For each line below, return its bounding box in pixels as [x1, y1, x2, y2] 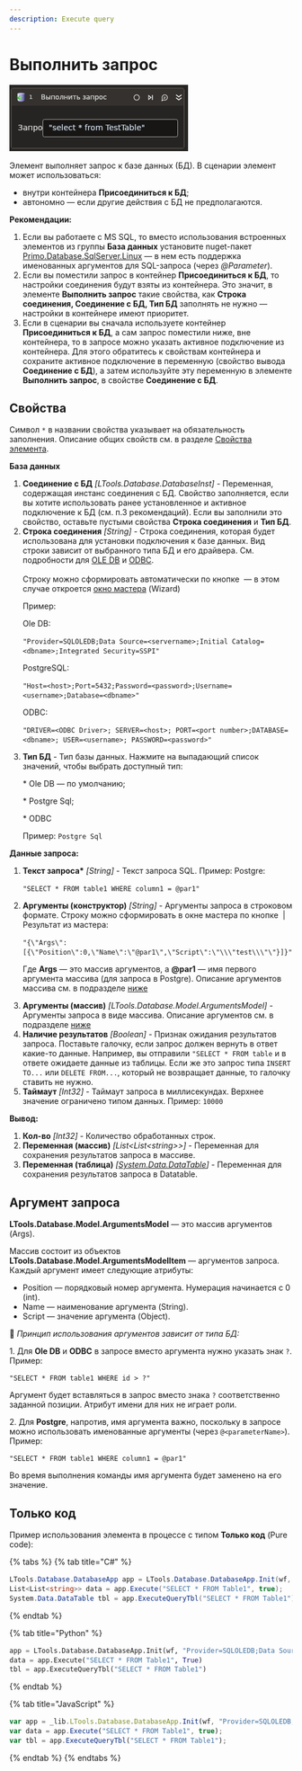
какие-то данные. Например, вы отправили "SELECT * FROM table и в [22, 1048, 287, 1059]
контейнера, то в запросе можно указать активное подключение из [22, 336, 285, 347]
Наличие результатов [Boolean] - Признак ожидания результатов [22, 1029, 277, 1040]
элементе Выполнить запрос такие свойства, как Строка [22, 289, 247, 299]
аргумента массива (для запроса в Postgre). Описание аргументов [22, 974, 281, 984]
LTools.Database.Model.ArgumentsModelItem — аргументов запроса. [9, 1255, 280, 1267]
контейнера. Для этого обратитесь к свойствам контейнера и [22, 346, 262, 357]
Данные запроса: [9, 848, 79, 859]
